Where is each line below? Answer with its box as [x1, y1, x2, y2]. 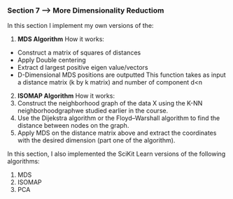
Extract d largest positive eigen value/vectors [17, 64, 148, 72]
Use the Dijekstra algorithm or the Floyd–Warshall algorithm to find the [17, 114, 220, 122]
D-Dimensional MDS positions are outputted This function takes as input [17, 71, 226, 79]
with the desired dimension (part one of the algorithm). [17, 136, 176, 145]
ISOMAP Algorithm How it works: [17, 91, 115, 100]
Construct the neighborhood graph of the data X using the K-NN [17, 99, 203, 108]
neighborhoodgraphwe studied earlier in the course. [17, 107, 169, 115]
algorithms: [7, 157, 40, 165]
